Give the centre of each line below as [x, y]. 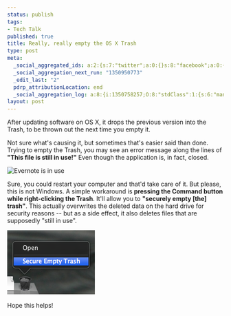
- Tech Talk [24, 29]
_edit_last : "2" [36, 80]
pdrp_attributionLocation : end [58, 87]
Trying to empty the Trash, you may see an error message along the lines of [114, 150]
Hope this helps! [30, 306]
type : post [23, 51]
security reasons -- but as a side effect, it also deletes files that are [102, 213]
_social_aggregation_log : [51, 94]
